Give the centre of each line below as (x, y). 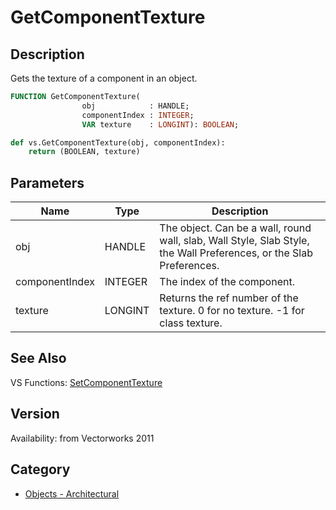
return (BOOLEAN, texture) (84, 152)
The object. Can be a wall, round (235, 228)
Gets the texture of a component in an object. (104, 78)
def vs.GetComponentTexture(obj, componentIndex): (118, 142)
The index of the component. (227, 282)
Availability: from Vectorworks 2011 (82, 438)
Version (35, 414)
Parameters (47, 182)
